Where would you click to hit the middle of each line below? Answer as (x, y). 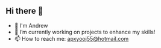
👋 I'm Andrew (31, 25)
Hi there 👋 (24, 11)
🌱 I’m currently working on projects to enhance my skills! (85, 32)
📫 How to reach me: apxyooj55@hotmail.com (71, 38)
